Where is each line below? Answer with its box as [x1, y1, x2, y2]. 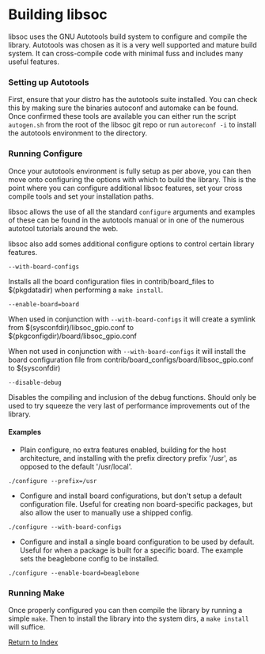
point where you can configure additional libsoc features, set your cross [8, 183, 243, 192]
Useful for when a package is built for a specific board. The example [19, 545, 244, 555]
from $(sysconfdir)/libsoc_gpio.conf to [8, 322, 134, 332]
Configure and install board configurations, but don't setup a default [19, 491, 242, 500]
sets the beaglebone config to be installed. [19, 553, 160, 563]
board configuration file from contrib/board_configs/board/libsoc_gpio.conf [8, 355, 255, 364]
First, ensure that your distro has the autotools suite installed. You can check [8, 95, 258, 105]
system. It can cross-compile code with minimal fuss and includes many [8, 48, 244, 58]
